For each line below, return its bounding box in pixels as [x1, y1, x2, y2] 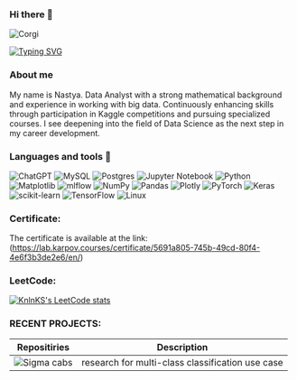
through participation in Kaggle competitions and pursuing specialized [9, 108, 271, 119]
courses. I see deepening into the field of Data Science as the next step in [9, 117, 284, 129]
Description [156, 340, 209, 353]
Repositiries [16, 340, 70, 353]
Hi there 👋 [9, 8, 54, 21]
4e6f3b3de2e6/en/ [9, 252, 81, 263]
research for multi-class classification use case [80, 356, 283, 368]
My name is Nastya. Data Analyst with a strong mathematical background [9, 89, 283, 100]
